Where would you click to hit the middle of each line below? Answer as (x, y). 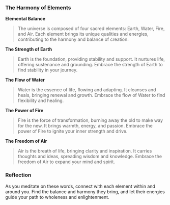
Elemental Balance (25, 19)
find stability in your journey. (48, 70)
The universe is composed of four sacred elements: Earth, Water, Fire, (91, 29)
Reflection (18, 175)
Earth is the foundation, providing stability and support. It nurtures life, (91, 59)
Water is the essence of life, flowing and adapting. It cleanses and (87, 90)
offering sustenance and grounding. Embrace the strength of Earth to (90, 65)
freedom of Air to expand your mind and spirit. (66, 162)
